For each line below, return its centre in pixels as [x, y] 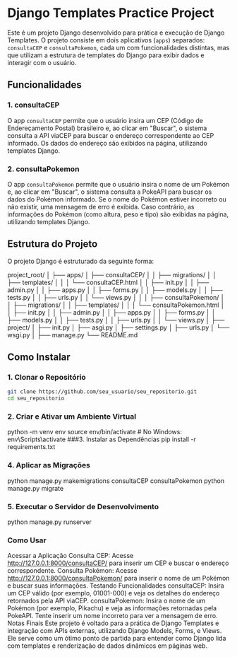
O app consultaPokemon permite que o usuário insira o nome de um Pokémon [119, 184]
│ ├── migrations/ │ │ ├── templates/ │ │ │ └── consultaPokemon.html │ [116, 305]
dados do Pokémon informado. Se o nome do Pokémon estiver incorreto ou [117, 199]
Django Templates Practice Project [111, 13]
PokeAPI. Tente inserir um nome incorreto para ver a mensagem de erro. [113, 616]
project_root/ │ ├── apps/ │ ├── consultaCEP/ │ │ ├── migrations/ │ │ [112, 274]
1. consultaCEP [34, 105]
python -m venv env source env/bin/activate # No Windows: [95, 432]
